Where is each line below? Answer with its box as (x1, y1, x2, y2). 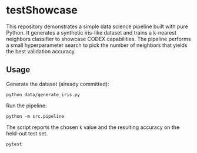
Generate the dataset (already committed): (6, 80, 109, 87)
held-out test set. (6, 130, 48, 137)
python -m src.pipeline (6, 113, 65, 119)
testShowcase (6, 4, 78, 17)
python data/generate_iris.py (6, 91, 81, 97)
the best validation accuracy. (6, 47, 76, 55)
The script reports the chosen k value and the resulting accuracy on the (6, 124, 180, 131)
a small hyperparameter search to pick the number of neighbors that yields (6, 42, 188, 49)
